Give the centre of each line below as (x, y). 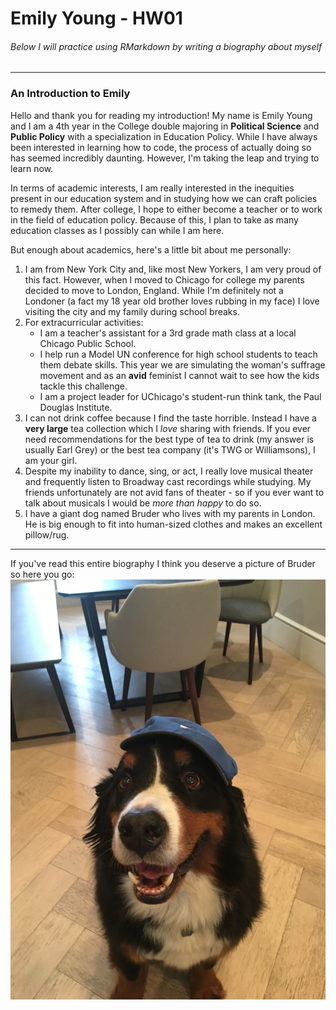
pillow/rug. (47, 534)
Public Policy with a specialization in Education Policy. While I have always (164, 136)
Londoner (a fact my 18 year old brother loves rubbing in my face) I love (172, 301)
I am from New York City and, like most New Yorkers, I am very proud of (173, 269)
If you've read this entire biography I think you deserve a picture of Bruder (163, 563)
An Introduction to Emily (70, 94)
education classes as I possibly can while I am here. (117, 230)
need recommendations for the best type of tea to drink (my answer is (169, 439)
